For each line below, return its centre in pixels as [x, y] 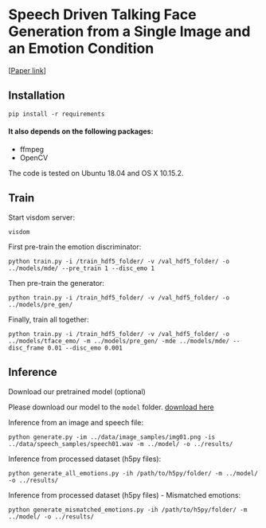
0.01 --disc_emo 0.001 [85, 348]
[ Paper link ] [27, 70]
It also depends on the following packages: [81, 131]
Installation [37, 96]
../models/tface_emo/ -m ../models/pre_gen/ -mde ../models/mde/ [119, 341]
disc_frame [26, 348]
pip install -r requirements [57, 114]
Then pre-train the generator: [57, 283]
